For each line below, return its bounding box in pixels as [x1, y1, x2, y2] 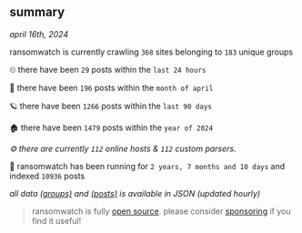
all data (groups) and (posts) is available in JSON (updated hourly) [9, 187, 261, 198]
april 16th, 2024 [9, 28, 69, 39]
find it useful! [31, 215, 82, 226]
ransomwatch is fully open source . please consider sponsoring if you [31, 206, 291, 217]
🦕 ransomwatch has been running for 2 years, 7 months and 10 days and [9, 160, 286, 171]
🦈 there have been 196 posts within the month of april [9, 82, 214, 93]
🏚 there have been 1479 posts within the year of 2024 [9, 122, 214, 133]
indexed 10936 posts [9, 170, 86, 181]
